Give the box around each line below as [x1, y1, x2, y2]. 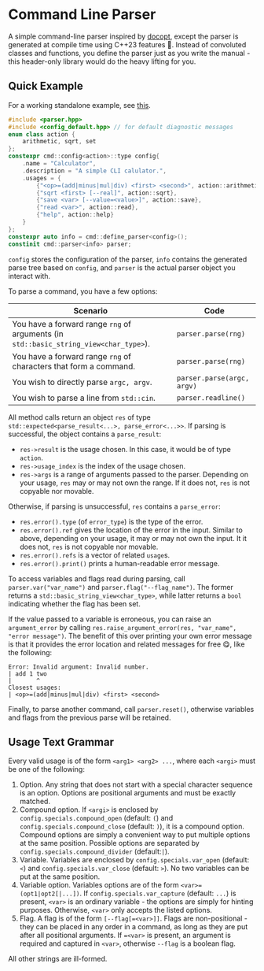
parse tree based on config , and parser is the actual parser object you [8, 262, 236, 272]
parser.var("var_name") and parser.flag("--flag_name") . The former [8, 582, 233, 591]
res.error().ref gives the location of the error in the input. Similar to [19, 525, 244, 535]
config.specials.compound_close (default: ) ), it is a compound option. [19, 821, 245, 832]
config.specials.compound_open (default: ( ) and [19, 813, 174, 823]
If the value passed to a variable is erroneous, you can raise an [8, 614, 212, 624]
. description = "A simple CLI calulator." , [22, 167, 167, 175]
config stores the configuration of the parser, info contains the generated [8, 254, 247, 264]
